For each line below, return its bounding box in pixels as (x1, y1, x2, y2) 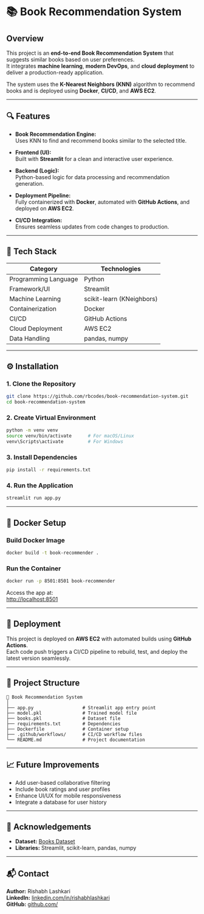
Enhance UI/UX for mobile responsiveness (15, 792, 121, 799)
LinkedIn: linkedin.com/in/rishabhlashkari (6, 894, 110, 902)
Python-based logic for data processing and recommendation (15, 173, 170, 180)
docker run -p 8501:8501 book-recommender (6, 578, 115, 584)
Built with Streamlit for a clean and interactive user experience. (15, 155, 174, 162)
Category (30, 264, 58, 273)
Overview (6, 33, 44, 43)
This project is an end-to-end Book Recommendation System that (6, 49, 174, 57)
